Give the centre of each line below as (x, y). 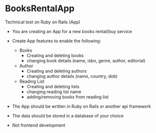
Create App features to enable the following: (57, 41)
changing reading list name (54, 92)
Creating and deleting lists (53, 86)
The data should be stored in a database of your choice (68, 115)
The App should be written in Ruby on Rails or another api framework (81, 106)
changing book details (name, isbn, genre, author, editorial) (86, 60)
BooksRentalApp (40, 9)
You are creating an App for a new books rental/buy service (72, 31)
